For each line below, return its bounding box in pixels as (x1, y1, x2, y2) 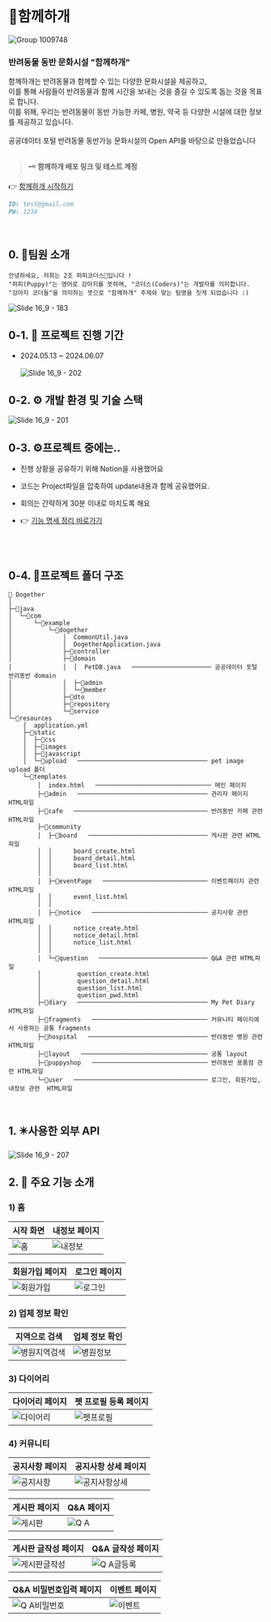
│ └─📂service (8, 708, 100, 716)
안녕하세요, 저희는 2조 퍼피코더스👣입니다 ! (8, 271, 132, 280)
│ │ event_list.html (37, 893, 129, 901)
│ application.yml (23, 721, 89, 730)
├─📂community (37, 823, 82, 832)
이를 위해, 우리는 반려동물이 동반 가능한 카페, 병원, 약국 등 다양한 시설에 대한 (8, 107, 248, 117)
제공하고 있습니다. (16, 117, 74, 127)
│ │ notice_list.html (37, 939, 132, 947)
